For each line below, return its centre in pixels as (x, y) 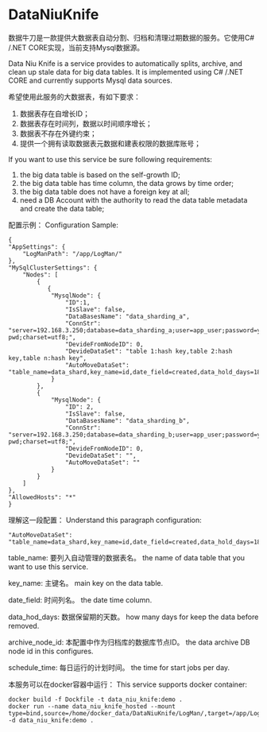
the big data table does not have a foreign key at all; (104, 192)
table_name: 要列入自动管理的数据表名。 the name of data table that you (126, 557)
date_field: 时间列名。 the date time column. (80, 600)
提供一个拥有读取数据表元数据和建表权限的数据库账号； (110, 143)
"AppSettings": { (37, 247)
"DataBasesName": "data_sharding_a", (128, 316)
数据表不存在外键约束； (58, 134)
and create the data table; (62, 208)
